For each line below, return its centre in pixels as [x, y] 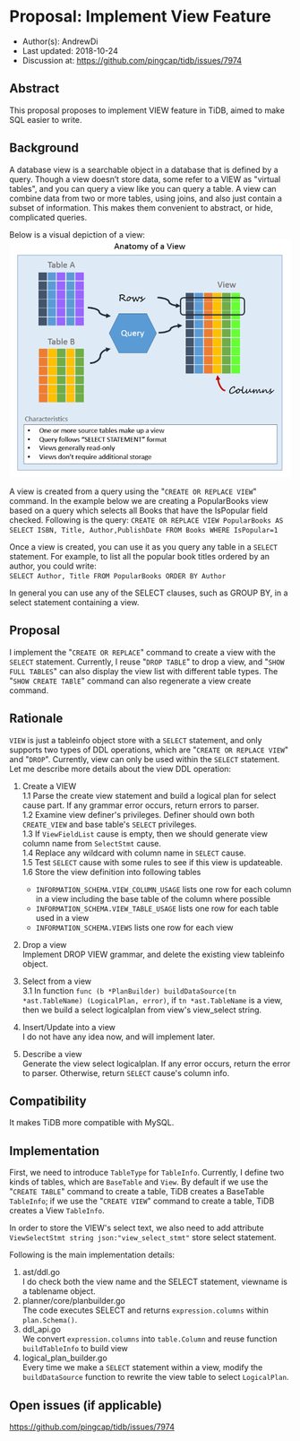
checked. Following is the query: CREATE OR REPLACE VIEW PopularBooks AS [146, 520]
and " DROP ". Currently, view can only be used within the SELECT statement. [145, 759]
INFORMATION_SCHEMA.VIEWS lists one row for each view [134, 927]
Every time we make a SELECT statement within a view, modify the [142, 1367]
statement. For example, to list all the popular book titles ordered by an [140, 556]
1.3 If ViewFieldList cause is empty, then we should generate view [145, 833]
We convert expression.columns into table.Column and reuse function [150, 1339]
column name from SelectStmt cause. [92, 843]
